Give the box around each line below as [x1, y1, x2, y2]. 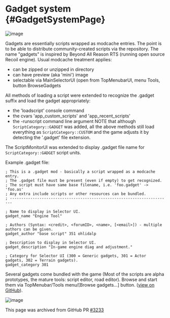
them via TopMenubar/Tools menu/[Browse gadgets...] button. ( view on [5, 282, 155, 288]
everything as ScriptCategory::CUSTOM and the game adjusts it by [12, 129, 149, 135]
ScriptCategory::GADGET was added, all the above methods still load [12, 124, 155, 130]
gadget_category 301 [5, 262, 49, 267]
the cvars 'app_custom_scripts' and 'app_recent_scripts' [12, 112, 131, 119]
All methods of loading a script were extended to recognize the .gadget [5, 92, 155, 98]
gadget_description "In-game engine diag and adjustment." [5, 244, 133, 250]
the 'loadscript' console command [12, 107, 85, 113]
